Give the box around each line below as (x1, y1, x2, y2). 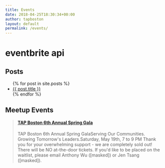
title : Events (5, 7, 35, 12)
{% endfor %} (12, 91, 42, 97)
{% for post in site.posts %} (12, 80, 70, 86)
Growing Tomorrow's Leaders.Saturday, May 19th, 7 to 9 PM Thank (17, 136, 156, 142)
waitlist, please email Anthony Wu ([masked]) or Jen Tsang (17, 152, 139, 158)
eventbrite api (5, 47, 65, 59)
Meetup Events (5, 105, 54, 114)
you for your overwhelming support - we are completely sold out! (17, 141, 152, 147)
